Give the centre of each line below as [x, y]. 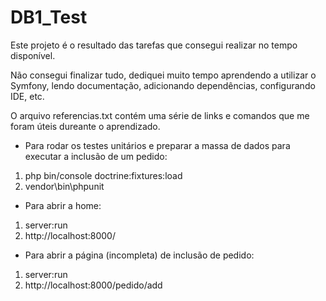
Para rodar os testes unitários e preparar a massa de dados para [157, 145]
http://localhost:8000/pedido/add [93, 285]
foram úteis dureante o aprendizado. [85, 126]
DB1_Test [49, 17]
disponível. [33, 55]
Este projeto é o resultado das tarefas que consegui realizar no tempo [154, 45]
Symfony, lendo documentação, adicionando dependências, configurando [163, 85]
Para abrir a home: [63, 205]
